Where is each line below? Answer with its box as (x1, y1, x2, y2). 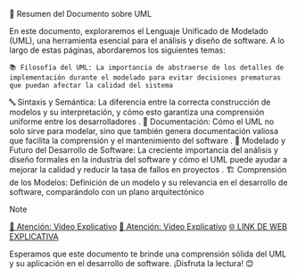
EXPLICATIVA (9, 231, 60, 241)
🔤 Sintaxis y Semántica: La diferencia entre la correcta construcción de (9, 97, 271, 107)
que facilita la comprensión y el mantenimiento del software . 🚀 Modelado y (9, 135, 286, 146)
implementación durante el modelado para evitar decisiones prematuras (9, 73, 281, 82)
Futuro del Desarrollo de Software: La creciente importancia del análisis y (9, 145, 279, 155)
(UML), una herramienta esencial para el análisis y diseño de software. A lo (9, 36, 285, 46)
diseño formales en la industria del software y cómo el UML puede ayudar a (9, 155, 288, 164)
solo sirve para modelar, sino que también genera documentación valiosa (9, 126, 279, 136)
